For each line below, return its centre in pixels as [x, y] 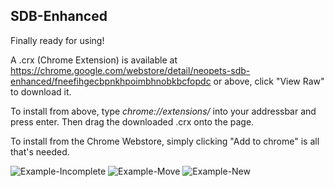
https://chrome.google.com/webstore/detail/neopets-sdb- [130, 70]
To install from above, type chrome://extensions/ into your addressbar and [163, 111]
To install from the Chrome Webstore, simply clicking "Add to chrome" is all [165, 141]
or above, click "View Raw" [269, 81]
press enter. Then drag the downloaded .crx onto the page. [132, 121]
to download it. [41, 91]
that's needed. [40, 151]
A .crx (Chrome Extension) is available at [94, 60]
